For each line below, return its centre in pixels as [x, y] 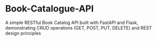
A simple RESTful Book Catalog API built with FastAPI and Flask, [72, 22]
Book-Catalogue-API [49, 9]
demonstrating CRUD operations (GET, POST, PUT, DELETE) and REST [79, 27]
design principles [23, 33]
